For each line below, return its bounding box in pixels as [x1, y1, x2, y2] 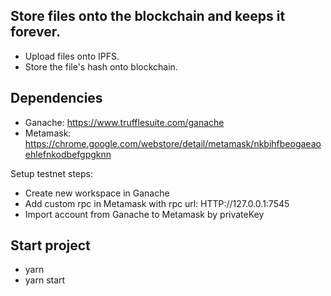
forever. [10, 24, 61, 41]
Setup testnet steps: [10, 167, 94, 179]
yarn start [24, 274, 66, 286]
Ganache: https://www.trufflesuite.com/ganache [24, 116, 225, 128]
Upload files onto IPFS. [24, 50, 120, 62]
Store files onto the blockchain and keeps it [10, 8, 286, 25]
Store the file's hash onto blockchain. [24, 60, 178, 73]
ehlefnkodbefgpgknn [24, 148, 112, 160]
